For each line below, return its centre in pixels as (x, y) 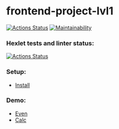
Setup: (16, 72)
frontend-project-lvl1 (60, 11)
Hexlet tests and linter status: (50, 43)
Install (22, 85)
